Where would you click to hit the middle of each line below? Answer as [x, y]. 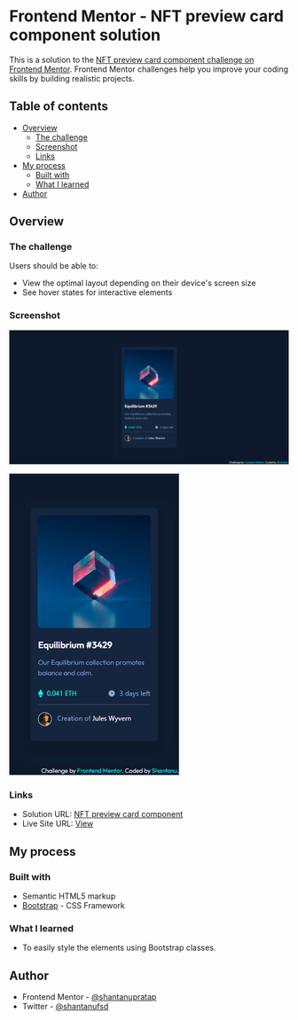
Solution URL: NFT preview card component [102, 814]
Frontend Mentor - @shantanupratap [89, 997]
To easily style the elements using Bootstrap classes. [119, 948]
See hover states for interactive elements [97, 292]
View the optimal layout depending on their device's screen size [139, 283]
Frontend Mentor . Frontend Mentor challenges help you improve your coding [149, 69]
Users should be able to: [54, 266]
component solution [85, 35]
